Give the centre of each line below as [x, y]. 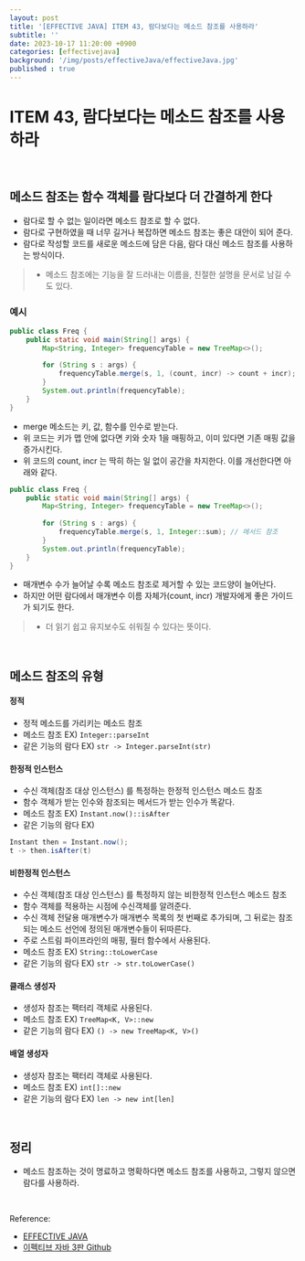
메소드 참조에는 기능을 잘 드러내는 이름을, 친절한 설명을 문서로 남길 [163, 274]
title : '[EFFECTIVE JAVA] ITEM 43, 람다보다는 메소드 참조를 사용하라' [134, 27]
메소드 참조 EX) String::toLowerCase [90, 952]
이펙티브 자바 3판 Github [67, 1247]
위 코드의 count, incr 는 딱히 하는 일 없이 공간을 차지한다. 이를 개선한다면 [152, 460]
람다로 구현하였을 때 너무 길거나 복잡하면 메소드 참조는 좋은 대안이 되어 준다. [158, 232]
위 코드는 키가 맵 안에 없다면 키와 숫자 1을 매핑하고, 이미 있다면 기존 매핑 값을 [159, 438]
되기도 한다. [53, 607]
